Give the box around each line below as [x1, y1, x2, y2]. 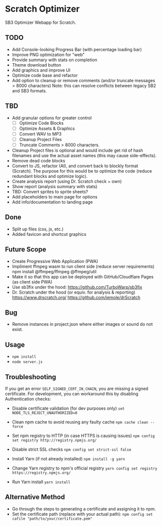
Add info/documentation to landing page [12, 199, 93, 205]
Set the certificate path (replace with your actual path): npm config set [12, 511, 153, 517]
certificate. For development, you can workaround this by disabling [5, 390, 139, 397]
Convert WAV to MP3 [19, 131, 62, 137]
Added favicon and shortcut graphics [12, 231, 87, 237]
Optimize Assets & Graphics [19, 125, 75, 131]
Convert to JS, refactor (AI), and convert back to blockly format [12, 163, 139, 169]
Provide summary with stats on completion [12, 57, 98, 63]
